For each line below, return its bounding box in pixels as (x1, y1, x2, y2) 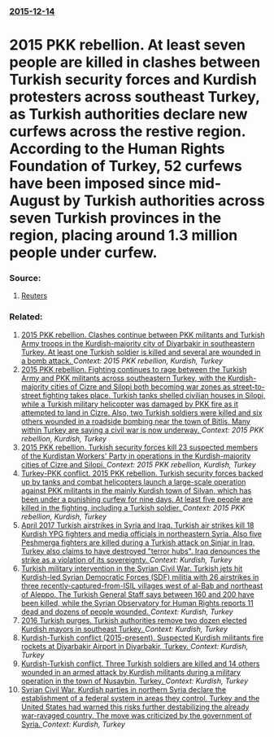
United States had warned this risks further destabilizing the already (20, 702, 250, 712)
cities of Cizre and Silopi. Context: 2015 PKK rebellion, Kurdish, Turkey (20, 459, 257, 469)
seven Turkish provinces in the (9, 209, 222, 227)
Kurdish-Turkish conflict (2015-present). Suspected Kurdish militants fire (20, 633, 263, 643)
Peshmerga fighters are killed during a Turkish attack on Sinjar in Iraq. (20, 537, 255, 547)
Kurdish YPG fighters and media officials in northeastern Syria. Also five (20, 529, 263, 538)
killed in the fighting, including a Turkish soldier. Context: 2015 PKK (20, 502, 246, 512)
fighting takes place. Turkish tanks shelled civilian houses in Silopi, (42, 390, 266, 400)
